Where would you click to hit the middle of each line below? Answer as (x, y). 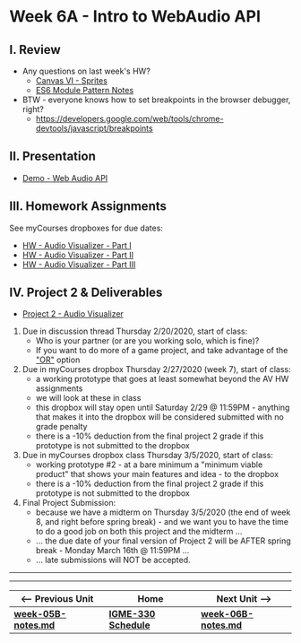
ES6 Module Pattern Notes (85, 90)
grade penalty (61, 427)
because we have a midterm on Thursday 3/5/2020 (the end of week (163, 512)
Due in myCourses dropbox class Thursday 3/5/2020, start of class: (147, 456)
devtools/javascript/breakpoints (95, 128)
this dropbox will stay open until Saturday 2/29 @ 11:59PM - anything (163, 408)
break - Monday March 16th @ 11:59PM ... (112, 551)
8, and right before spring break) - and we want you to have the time (162, 522)
